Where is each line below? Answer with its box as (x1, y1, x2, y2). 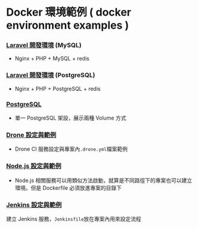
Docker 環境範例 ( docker (6, 5, 132, 19)
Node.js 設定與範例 (6, 162, 61, 171)
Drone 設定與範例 (6, 131, 57, 139)
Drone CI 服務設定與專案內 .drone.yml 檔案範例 (14, 145, 128, 153)
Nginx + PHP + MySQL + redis (14, 55, 89, 62)
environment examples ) (6, 19, 129, 32)
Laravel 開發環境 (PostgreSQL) (6, 71, 95, 80)
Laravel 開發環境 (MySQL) (6, 41, 82, 50)
